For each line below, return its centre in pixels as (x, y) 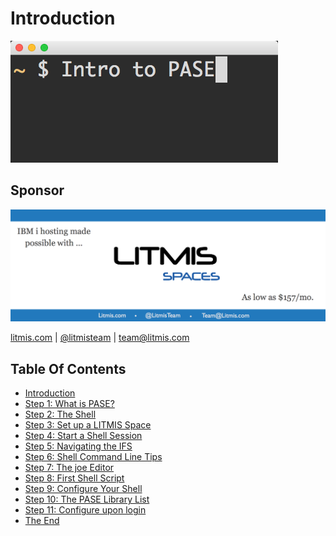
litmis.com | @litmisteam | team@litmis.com (100, 338)
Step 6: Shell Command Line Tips (93, 457)
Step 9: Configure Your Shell (83, 489)
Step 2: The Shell (60, 414)
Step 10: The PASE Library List (87, 499)
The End (42, 521)
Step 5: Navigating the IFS (78, 446)
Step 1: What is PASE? (69, 404)
